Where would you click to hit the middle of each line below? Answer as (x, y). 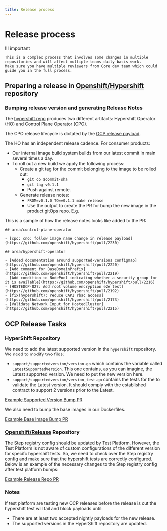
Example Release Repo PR (32, 479)
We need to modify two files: (35, 354)
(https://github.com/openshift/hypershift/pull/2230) (62, 243)
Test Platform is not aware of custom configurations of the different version (83, 448)
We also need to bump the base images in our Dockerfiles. (65, 409)
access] (95, 295)
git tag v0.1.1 (43, 185)
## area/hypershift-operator (35, 252)
